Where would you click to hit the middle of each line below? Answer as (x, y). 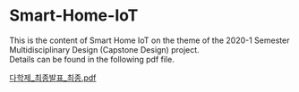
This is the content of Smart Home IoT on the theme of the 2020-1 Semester (149, 40)
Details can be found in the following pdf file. (92, 59)
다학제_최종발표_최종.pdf (53, 78)
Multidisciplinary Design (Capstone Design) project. (104, 49)
